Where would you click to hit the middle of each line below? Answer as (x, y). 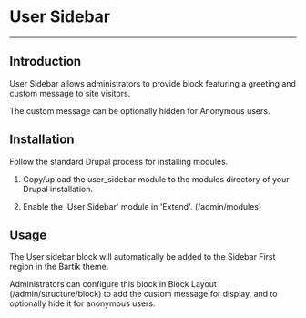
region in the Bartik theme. (59, 267)
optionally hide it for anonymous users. (82, 303)
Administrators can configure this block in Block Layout (113, 284)
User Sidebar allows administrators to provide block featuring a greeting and (153, 83)
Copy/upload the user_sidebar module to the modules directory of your (156, 179)
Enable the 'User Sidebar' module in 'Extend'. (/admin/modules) (142, 206)
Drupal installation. (58, 189)
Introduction (46, 62)
